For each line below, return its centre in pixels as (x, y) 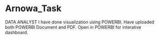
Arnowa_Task (33, 9)
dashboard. (17, 32)
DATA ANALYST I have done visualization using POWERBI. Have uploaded (80, 22)
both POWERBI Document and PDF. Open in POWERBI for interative (73, 27)
